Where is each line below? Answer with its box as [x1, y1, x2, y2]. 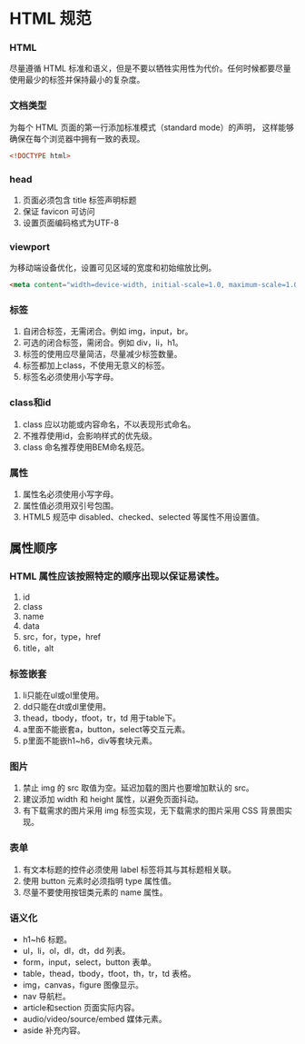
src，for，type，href [22, 631, 102, 641]
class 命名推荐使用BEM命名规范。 [22, 442, 150, 452]
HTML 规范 [9, 8, 93, 29]
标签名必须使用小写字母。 [22, 372, 119, 383]
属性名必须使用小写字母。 [22, 489, 119, 500]
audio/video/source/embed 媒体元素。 [22, 1013, 167, 1024]
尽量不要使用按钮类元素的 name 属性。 [22, 887, 168, 898]
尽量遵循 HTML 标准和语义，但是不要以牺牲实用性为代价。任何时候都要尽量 [9, 63, 291, 74]
